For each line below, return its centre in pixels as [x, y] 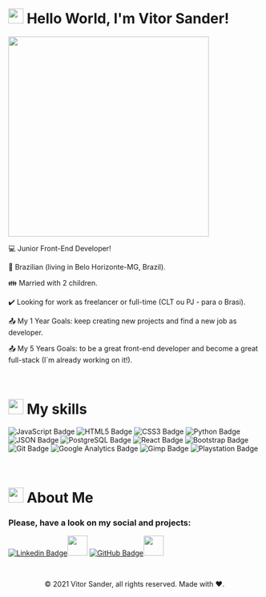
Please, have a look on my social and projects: [100, 523]
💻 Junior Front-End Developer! [60, 248]
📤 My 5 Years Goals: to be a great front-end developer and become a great [133, 348]
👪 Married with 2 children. [53, 282]
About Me [60, 498]
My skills [57, 409]
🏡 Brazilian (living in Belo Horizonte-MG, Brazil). [87, 266]
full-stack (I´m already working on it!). [71, 359]
